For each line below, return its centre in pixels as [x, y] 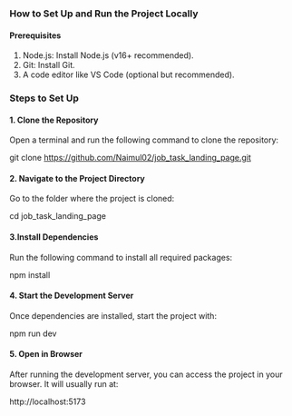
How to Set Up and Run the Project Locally [104, 14]
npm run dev [33, 333]
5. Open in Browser [46, 354]
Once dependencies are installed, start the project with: [113, 315]
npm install [30, 274]
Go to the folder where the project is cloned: [92, 199]
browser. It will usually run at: [64, 384]
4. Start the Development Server [72, 296]
